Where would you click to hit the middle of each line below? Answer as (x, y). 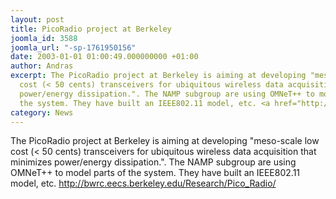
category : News (42, 112)
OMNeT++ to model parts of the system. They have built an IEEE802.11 (155, 173)
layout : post (37, 19)
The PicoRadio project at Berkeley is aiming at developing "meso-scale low (165, 141)
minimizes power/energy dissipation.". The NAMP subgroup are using (153, 162)
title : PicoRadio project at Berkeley (91, 29)
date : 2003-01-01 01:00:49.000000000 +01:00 (104, 57)
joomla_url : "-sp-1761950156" (73, 47)
